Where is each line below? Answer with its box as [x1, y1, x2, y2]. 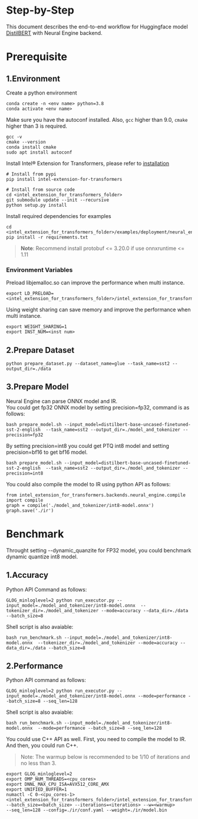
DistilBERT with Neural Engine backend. [6, 29, 103, 36]
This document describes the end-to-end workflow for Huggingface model [6, 23, 189, 30]
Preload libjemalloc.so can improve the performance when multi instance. [6, 279, 185, 287]
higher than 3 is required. [6, 122, 68, 129]
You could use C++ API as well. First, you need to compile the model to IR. [6, 736, 186, 743]
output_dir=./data [6, 366, 51, 372]
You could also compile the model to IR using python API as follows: [6, 480, 171, 487]
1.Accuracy [6, 570, 49, 580]
